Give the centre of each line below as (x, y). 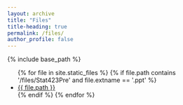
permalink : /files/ (36, 33)
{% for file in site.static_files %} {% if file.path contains (97, 73)
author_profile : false (40, 40)
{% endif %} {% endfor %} (56, 95)
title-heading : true (38, 26)
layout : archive (31, 14)
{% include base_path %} (44, 59)
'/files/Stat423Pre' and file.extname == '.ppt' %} (87, 80)
